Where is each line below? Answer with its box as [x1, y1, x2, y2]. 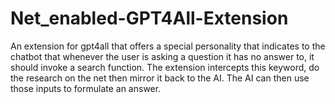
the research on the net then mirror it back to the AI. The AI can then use [10, 72, 310, 84]
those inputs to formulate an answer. [10, 82, 162, 94]
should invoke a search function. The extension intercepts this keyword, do [10, 61, 320, 73]
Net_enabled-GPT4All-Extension [10, 7, 289, 30]
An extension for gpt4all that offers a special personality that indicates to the [10, 40, 326, 52]
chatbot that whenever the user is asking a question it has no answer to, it [10, 50, 315, 62]
